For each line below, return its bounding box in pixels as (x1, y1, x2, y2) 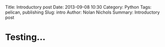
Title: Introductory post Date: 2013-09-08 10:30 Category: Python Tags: (5, 4, 152, 10)
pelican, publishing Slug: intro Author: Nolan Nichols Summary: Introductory (5, 9, 160, 15)
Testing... (5, 32, 46, 43)
